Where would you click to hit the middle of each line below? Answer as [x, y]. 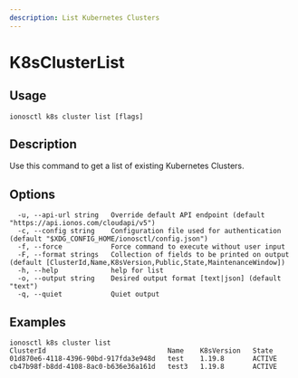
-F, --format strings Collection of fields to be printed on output [154, 255]
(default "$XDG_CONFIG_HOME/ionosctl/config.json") [109, 239]
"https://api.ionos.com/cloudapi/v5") [82, 223]
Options [33, 194]
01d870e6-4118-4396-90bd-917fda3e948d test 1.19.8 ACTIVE [144, 359]
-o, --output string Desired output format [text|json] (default [149, 279]
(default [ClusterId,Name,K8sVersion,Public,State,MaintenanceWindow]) [147, 263]
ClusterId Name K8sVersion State [141, 351]
